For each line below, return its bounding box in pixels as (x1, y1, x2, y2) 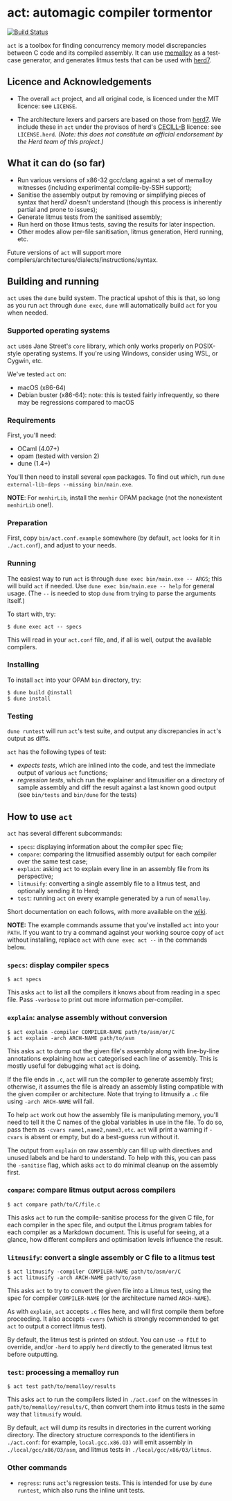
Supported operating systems (7, 326, 110, 335)
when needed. (7, 308, 48, 317)
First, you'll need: (7, 431, 57, 439)
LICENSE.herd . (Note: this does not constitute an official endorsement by (17, 130, 223, 138)
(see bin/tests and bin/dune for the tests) (17, 791, 137, 799)
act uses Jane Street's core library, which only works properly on (7, 342, 194, 350)
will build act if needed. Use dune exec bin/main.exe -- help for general (7, 581, 215, 590)
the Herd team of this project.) (17, 137, 104, 146)
